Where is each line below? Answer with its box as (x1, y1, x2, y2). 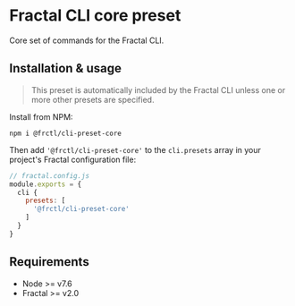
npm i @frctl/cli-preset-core (9, 129, 122, 138)
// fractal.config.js (9, 171, 90, 180)
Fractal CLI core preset (9, 5, 181, 26)
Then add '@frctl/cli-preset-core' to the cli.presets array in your (9, 144, 262, 155)
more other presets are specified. (30, 94, 155, 105)
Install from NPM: (9, 111, 73, 122)
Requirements (9, 254, 89, 269)
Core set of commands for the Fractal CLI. (9, 35, 164, 46)
